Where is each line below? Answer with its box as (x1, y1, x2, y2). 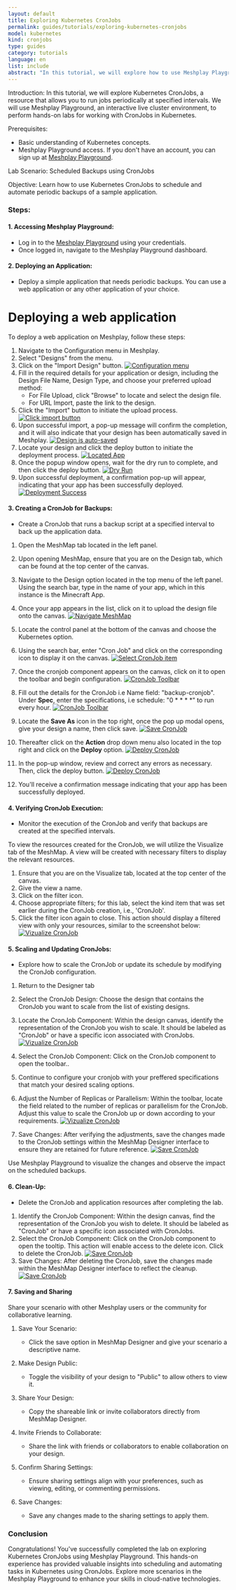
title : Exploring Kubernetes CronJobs (8, 17, 121, 24)
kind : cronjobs (8, 37, 53, 44)
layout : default (8, 10, 55, 18)
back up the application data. (18, 527, 103, 535)
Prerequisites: (8, 124, 48, 133)
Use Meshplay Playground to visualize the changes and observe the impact (8, 1159, 225, 1167)
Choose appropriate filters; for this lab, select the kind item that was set (18, 899, 225, 907)
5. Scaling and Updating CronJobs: (8, 944, 112, 953)
